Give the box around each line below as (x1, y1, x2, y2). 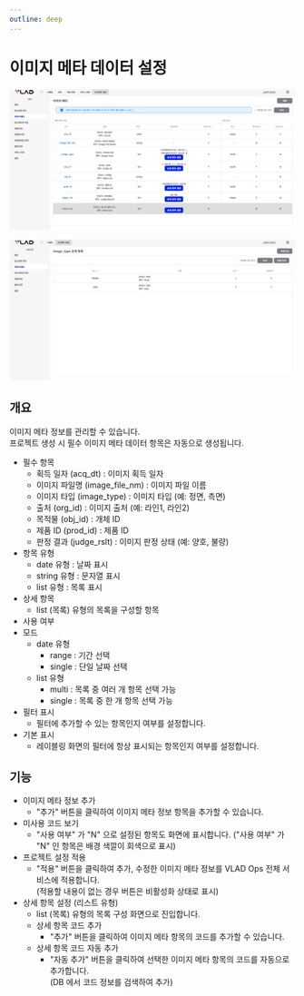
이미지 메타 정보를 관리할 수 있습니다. (9, 426, 141, 437)
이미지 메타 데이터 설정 (9, 57, 168, 78)
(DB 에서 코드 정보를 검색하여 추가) (49, 977, 173, 988)
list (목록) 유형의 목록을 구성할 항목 (35, 604, 160, 615)
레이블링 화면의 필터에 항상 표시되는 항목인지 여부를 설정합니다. (35, 740, 260, 751)
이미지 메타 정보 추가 (22, 795, 96, 806)
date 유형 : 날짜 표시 (35, 558, 109, 569)
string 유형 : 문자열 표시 (35, 570, 121, 581)
